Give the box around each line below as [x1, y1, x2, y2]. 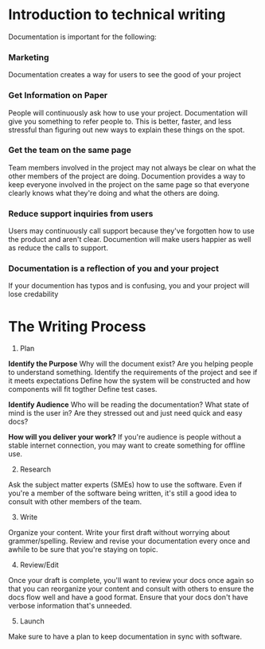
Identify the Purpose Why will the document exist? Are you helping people [8, 359, 254, 369]
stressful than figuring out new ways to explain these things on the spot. [8, 125, 245, 135]
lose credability [8, 289, 59, 299]
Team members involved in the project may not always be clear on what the [8, 162, 256, 172]
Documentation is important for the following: [8, 32, 157, 41]
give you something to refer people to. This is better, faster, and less [8, 116, 232, 126]
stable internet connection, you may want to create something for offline [8, 440, 245, 451]
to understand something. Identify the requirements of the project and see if [8, 368, 258, 377]
